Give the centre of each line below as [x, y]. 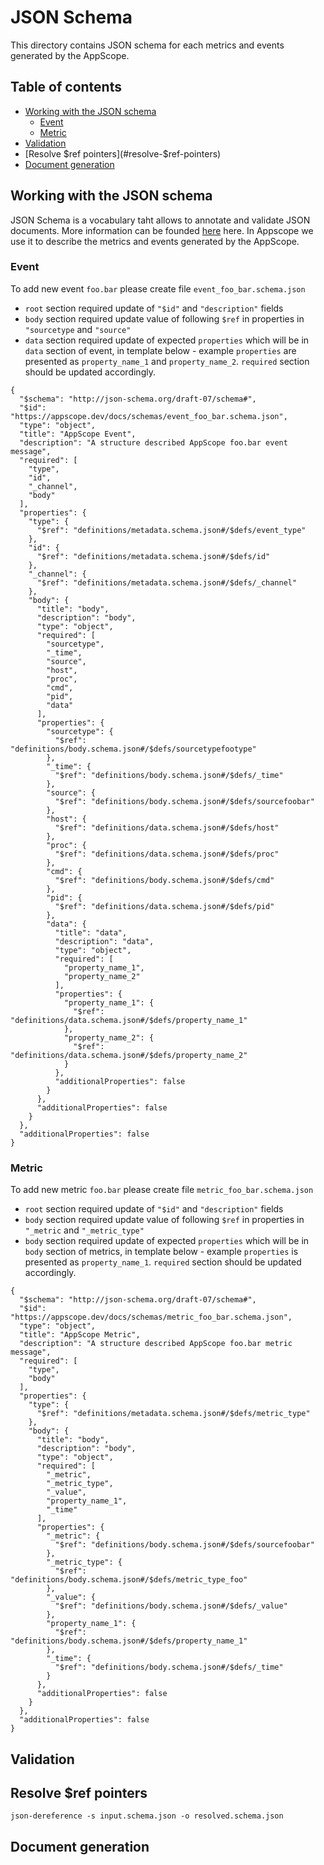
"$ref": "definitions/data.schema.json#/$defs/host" [167, 827]
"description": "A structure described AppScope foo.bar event [153, 442]
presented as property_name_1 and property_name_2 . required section [167, 361]
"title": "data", [91, 932]
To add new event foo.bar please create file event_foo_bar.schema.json [158, 288]
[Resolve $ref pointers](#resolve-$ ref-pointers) [123, 153]
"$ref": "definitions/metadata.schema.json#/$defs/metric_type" [173, 1414]
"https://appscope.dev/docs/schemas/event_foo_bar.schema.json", [149, 416]
